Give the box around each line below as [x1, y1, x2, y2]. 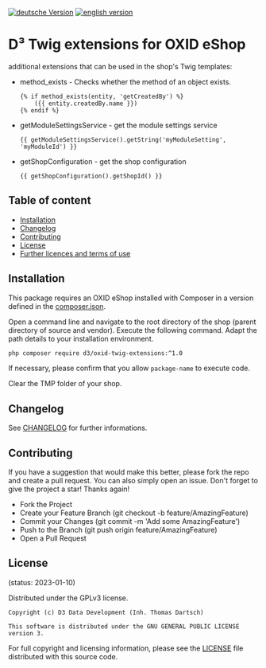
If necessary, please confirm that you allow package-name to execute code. [8, 363, 250, 373]
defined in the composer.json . [8, 301, 106, 311]
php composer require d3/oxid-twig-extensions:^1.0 [8, 349, 183, 357]
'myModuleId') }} [19, 143, 78, 150]
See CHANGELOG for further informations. [8, 423, 148, 433]
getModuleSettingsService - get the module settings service [19, 120, 218, 130]
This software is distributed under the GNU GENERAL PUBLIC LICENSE [8, 622, 240, 631]
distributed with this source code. [8, 651, 118, 661]
